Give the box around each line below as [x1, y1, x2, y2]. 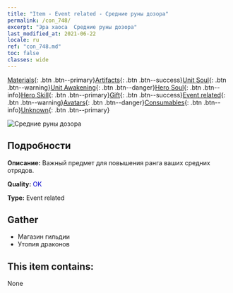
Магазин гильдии [17, 232, 71, 241]
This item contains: [7, 261, 94, 273]
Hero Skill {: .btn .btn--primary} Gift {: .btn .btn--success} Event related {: [20, 90, 226, 99]
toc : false [7, 50, 40, 57]
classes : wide [7, 56, 49, 64]
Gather [7, 213, 39, 226]
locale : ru [7, 37, 40, 44]
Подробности [7, 140, 71, 152]
